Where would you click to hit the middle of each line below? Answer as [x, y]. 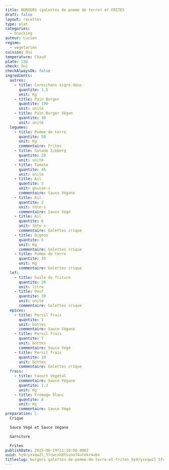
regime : [13, 43]
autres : [18, 80]
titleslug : [17, 460]
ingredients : [19, 76]
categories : [18, 29]
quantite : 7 [31, 339]
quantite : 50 [32, 137]
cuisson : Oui [19, 52]
